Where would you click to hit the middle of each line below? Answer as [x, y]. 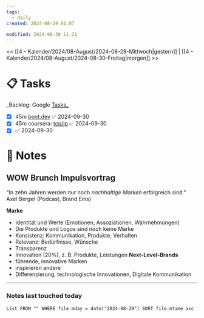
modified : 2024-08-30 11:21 [42, 34]
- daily [22, 18]
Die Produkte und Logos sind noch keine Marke [74, 229]
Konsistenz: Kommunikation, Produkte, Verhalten [76, 236]
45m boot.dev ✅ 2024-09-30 [52, 117]
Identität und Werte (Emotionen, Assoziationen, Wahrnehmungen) [97, 222]
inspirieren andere [38, 268]
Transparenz [31, 249]
